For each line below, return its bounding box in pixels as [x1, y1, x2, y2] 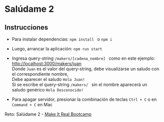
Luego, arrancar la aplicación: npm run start [11, 46, 102, 51]
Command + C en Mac [11, 102, 53, 107]
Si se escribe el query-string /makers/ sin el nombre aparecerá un [11, 81, 147, 87]
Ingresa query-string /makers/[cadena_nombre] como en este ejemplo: [11, 55, 156, 61]
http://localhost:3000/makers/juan [11, 61, 82, 66]
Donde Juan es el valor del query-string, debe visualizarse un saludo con [11, 66, 160, 72]
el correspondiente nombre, [11, 71, 68, 77]
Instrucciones [4, 23, 48, 32]
